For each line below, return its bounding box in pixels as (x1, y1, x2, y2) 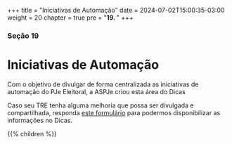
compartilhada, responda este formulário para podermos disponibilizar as (7, 108, 221, 117)
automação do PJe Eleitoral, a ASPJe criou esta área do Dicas (7, 87, 186, 96)
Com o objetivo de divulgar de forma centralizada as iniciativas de (7, 80, 199, 89)
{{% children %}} (7, 129, 58, 138)
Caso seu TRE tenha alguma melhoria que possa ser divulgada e (7, 101, 194, 110)
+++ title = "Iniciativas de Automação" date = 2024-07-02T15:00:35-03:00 (7, 6, 225, 14)
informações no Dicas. (7, 116, 72, 124)
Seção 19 (7, 31, 39, 41)
